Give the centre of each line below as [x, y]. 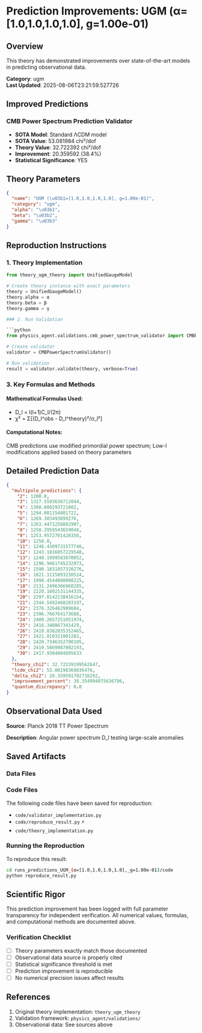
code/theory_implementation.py [54, 831]
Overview [25, 46]
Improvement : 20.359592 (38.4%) [58, 154]
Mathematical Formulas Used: [44, 399]
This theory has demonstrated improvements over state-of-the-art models [98, 61]
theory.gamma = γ [28, 308]
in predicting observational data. [46, 67]
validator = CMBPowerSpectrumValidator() [59, 352]
